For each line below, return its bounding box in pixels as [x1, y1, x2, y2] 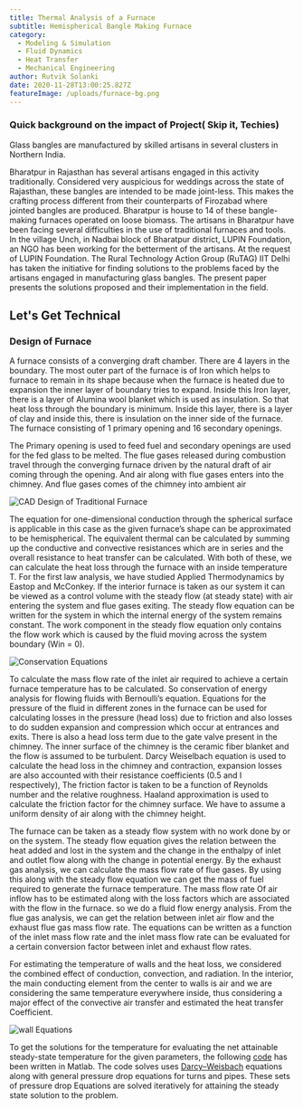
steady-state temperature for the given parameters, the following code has [9, 1051, 288, 1063]
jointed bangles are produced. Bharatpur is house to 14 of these [9, 204, 247, 215]
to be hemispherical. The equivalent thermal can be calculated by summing [9, 533, 290, 544]
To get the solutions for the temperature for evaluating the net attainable [9, 1042, 279, 1053]
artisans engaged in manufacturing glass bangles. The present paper [9, 272, 267, 283]
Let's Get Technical [9, 308, 121, 324]
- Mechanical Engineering [17, 64, 116, 73]
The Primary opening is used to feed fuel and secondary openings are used [9, 441, 291, 451]
